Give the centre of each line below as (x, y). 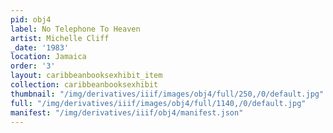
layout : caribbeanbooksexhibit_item (86, 76)
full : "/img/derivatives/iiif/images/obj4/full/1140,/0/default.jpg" (158, 103)
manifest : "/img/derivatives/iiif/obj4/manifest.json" (127, 112)
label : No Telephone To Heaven (75, 29)
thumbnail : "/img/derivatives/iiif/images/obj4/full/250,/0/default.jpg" (167, 94)
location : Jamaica (48, 57)
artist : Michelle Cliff (60, 38)
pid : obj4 (31, 19)
